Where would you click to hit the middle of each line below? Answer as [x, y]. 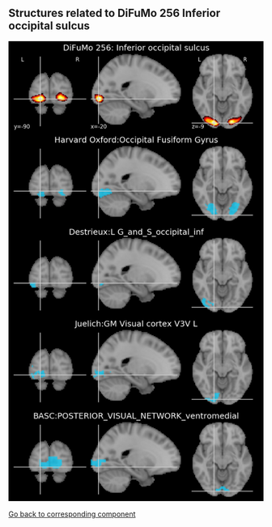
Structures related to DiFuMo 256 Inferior [115, 13]
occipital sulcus [49, 26]
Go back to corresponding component [72, 514]
